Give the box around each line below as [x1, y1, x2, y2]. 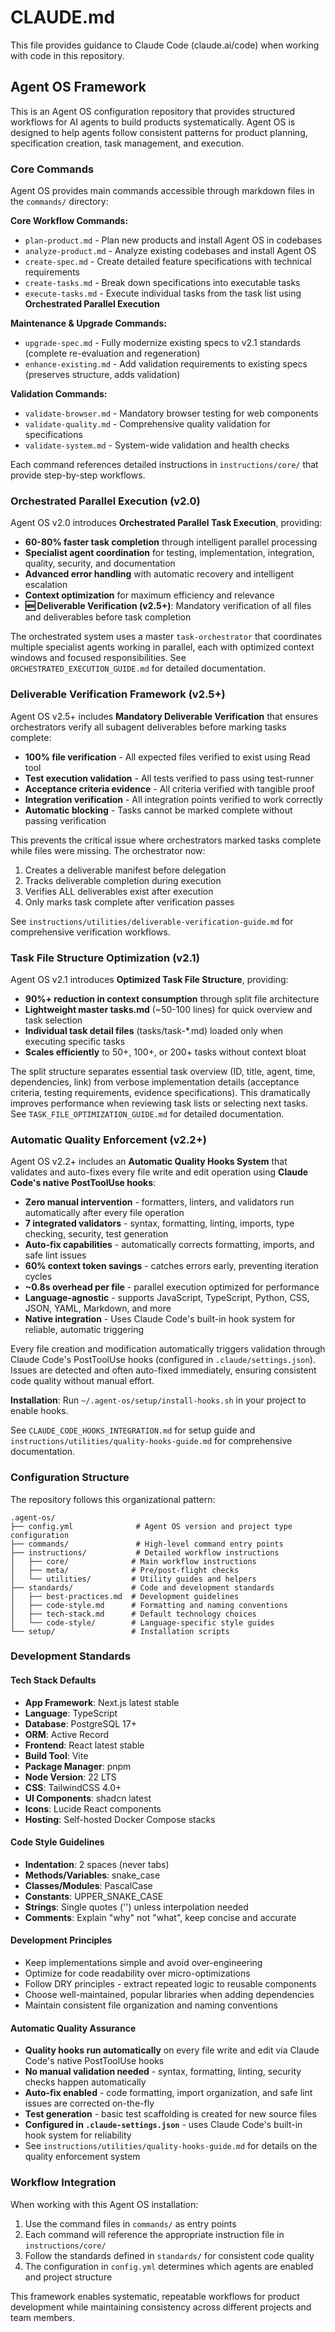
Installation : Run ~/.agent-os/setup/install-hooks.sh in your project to [10, 1394, 307, 1406]
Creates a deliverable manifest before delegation [24, 864, 227, 876]
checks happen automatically [24, 2076, 147, 2088]
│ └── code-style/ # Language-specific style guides [10, 1617, 275, 1628]
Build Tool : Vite [24, 1749, 89, 1761]
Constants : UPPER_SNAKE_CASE [24, 1890, 164, 1902]
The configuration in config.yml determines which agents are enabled [24, 2260, 314, 2272]
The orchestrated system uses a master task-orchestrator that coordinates [10, 631, 323, 643]
